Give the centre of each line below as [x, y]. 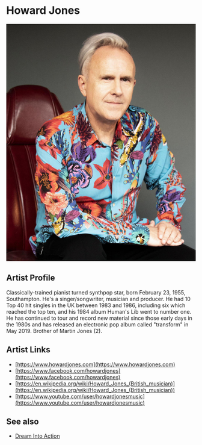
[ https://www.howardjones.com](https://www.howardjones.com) [95, 364]
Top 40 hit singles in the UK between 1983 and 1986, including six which [96, 305]
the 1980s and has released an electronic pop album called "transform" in [97, 324]
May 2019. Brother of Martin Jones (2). [54, 331]
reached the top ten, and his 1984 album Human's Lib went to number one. [99, 311]
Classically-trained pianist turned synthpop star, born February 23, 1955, [96, 292]
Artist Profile [31, 278]
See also [23, 421]
